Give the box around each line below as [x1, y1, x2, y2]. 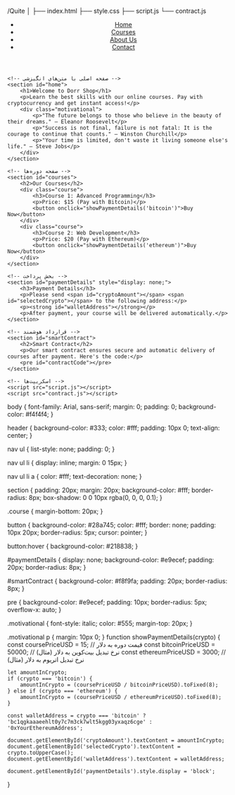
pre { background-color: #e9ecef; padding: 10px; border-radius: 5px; [7, 598, 208, 606]
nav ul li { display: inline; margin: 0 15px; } [7, 459, 127, 467]
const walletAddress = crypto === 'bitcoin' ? [7, 712, 146, 719]
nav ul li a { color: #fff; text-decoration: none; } [7, 472, 142, 480]
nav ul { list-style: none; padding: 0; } [7, 445, 115, 453]
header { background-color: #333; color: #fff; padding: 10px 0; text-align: [7, 424, 220, 432]
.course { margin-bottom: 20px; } [7, 507, 103, 515]
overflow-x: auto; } [7, 606, 62, 614]
